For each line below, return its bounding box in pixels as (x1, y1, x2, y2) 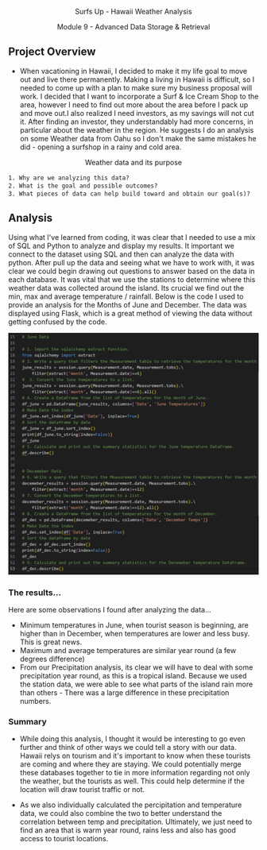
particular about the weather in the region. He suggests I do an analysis (19, 125, 254, 134)
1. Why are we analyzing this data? (8, 174, 130, 182)
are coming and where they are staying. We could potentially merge (19, 759, 242, 769)
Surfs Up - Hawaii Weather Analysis (75, 7, 192, 16)
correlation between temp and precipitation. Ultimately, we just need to (19, 817, 253, 827)
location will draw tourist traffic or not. (19, 785, 145, 794)
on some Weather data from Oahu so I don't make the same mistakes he (19, 133, 257, 143)
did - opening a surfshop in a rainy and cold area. (19, 142, 182, 152)
